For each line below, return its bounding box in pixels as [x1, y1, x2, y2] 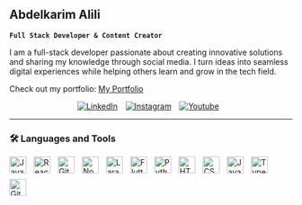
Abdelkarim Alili [9, 7, 101, 22]
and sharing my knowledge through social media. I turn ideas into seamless [9, 56, 289, 67]
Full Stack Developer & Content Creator [9, 31, 164, 40]
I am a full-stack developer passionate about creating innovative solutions [9, 47, 283, 58]
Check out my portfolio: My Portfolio [9, 83, 144, 94]
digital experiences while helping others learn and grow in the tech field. [9, 66, 277, 76]
